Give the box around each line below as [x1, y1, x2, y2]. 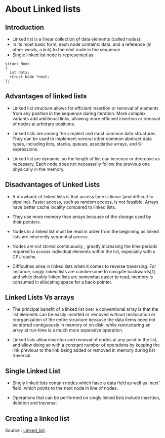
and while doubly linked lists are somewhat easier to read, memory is [12, 274, 153, 280]
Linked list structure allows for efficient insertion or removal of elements [12, 105, 159, 111]
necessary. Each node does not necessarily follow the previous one [12, 161, 150, 167]
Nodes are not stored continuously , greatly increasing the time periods [12, 243, 158, 249]
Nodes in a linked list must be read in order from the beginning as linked [12, 228, 159, 234]
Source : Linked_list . [5, 428, 46, 434]
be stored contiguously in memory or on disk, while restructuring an [12, 322, 151, 328]
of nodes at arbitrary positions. [12, 121, 76, 127]
